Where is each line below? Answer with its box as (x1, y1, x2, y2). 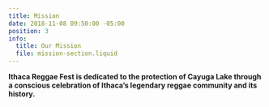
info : (8, 34, 27, 43)
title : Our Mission (15, 42, 82, 50)
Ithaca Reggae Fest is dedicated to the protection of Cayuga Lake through (8, 72, 262, 81)
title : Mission (8, 11, 60, 20)
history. (8, 89, 36, 98)
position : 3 (8, 27, 49, 35)
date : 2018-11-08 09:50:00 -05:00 (8, 19, 126, 28)
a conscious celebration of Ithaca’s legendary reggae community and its (8, 80, 258, 90)
